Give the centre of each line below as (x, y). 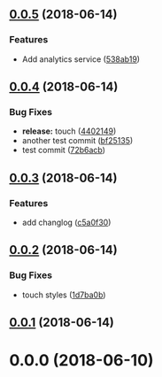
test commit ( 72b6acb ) (64, 150)
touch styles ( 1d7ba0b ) (64, 295)
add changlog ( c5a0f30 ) (66, 223)
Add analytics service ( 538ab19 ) (81, 59)
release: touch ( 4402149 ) (69, 131)
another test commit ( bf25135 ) (77, 141)
